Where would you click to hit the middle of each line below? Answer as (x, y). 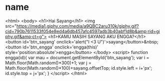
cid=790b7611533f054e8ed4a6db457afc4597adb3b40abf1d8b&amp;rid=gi (83, 31)
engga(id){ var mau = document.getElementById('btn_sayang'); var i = (77, 57)
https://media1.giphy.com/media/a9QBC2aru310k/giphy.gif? (78, 26)
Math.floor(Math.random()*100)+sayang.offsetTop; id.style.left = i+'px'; (79, 68)
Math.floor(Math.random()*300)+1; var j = (48, 63)
